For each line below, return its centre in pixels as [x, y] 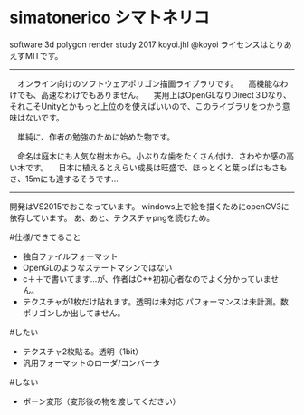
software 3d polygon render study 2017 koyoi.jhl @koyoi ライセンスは [139, 44]
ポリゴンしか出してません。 [74, 313]
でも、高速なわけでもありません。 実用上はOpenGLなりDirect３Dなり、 [154, 94]
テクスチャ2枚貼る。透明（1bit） [83, 351]
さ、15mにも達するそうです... [64, 179]
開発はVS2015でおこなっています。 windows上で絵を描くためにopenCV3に [149, 206]
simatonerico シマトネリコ [109, 18]
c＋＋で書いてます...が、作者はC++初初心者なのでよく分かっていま [147, 279]
